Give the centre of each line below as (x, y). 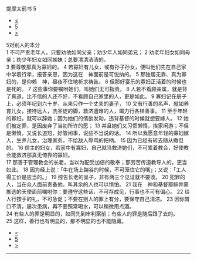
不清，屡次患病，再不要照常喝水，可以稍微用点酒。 (73, 206)
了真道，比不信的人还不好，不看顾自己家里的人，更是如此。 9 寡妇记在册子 (96, 96)
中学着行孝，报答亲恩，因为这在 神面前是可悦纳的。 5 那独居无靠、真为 (94, 74)
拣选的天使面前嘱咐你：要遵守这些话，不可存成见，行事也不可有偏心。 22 (95, 192)
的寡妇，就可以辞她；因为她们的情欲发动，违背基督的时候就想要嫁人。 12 (94, 118)
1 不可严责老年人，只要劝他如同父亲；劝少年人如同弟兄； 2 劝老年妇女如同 (96, 52)
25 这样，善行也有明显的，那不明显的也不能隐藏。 (67, 221)
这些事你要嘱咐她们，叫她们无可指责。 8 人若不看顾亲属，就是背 (110, 89)
